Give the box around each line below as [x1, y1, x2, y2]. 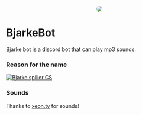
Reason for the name [6, 60, 67, 69]
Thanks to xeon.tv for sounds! [6, 102, 79, 109]
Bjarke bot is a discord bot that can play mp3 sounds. [6, 46, 136, 53]
